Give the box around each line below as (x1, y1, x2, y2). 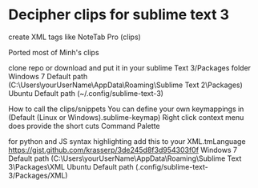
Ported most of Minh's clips (8, 47, 99, 57)
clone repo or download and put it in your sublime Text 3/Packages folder (8, 62, 251, 73)
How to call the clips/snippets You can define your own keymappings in (8, 104, 244, 114)
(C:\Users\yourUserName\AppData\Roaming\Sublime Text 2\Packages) (8, 80, 243, 90)
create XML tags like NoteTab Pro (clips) (8, 32, 142, 42)
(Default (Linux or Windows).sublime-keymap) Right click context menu (8, 112, 244, 122)
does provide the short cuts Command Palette (8, 121, 160, 130)
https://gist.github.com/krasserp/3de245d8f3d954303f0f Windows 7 (8, 145, 238, 154)
